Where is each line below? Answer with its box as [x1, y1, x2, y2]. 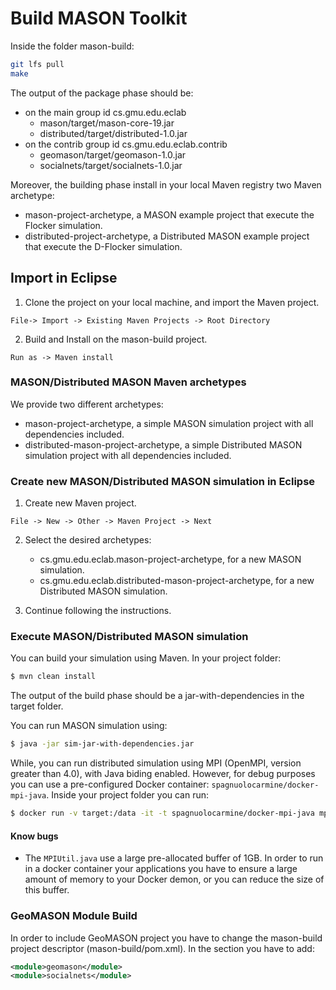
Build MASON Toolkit [10, 7, 188, 30]
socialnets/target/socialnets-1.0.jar [39, 159, 183, 171]
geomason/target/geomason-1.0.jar [39, 148, 187, 161]
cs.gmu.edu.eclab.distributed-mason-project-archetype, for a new [39, 575, 315, 587]
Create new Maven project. [24, 497, 137, 509]
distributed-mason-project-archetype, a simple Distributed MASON [24, 438, 303, 451]
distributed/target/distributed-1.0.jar [39, 127, 188, 139]
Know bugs [10, 830, 59, 842]
